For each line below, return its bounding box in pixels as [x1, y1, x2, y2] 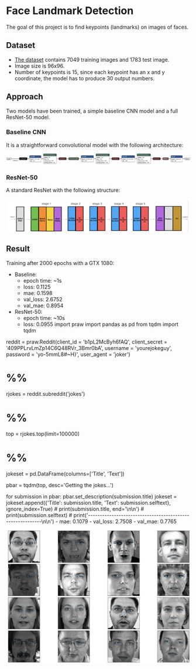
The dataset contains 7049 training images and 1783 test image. [14, 56, 170, 63]
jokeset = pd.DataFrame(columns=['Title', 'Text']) [6, 470, 125, 477]
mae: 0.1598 [23, 289, 53, 297]
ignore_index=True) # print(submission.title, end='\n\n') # [6, 505, 145, 512]
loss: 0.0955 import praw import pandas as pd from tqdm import [23, 321, 178, 328]
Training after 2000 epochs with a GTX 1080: [6, 259, 115, 266]
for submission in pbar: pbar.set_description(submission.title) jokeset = [6, 493, 177, 500]
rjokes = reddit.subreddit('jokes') [6, 390, 85, 398]
